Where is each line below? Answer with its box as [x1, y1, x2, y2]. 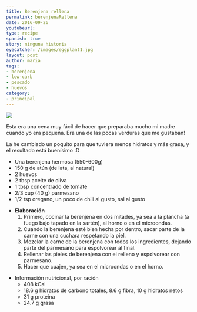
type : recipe [6, 30, 38, 36]
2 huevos [14, 171, 38, 178]
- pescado [6, 80, 31, 86]
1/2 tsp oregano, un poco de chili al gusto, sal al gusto [14, 195, 145, 202]
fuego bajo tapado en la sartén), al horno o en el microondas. [23, 219, 172, 226]
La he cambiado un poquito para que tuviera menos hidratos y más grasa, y [6, 140, 189, 147]
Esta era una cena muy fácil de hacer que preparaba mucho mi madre [6, 123, 175, 130]
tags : [6, 63, 19, 69]
